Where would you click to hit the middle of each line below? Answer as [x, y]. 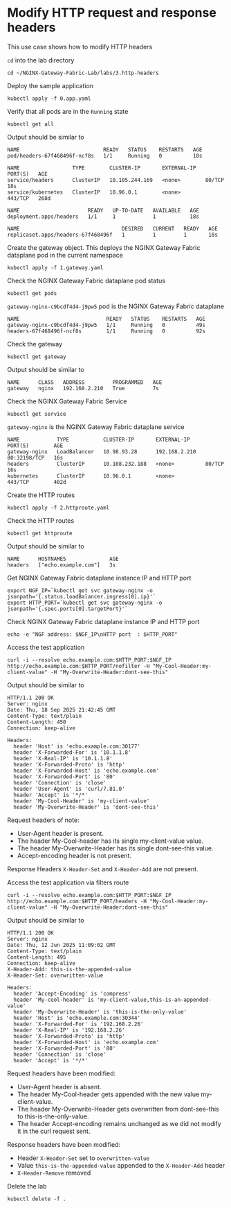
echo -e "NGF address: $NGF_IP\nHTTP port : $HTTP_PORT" [92, 634]
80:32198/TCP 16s [35, 458]
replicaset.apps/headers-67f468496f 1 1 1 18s [112, 235]
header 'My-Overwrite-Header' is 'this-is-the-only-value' [100, 1012]
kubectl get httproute [40, 533]
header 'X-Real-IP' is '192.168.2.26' [70, 1030]
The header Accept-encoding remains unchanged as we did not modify [119, 1123]
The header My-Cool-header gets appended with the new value [108, 1094]
